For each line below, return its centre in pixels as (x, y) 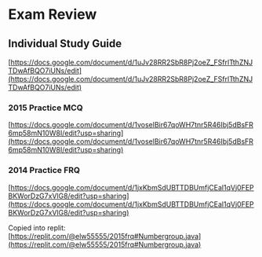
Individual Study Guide (65, 44)
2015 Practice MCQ (46, 108)
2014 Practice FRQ (44, 171)
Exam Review (53, 15)
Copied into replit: (37, 228)
